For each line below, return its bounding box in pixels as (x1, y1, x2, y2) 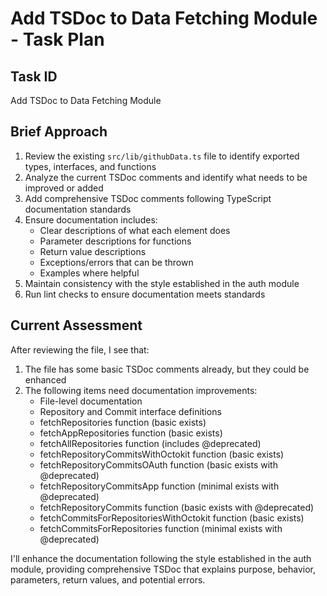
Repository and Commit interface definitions (39, 405, 222, 417)
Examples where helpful (39, 267, 140, 279)
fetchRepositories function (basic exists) (39, 416, 207, 428)
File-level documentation (39, 395, 143, 407)
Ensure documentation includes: (24, 213, 158, 226)
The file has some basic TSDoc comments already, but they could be (24, 363, 310, 375)
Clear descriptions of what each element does (39, 224, 231, 236)
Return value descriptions (39, 245, 147, 257)
